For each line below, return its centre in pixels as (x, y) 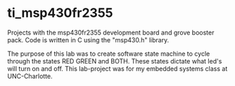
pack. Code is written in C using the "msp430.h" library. (88, 39)
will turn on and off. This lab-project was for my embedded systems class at (118, 68)
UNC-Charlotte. (30, 76)
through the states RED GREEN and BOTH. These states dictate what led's (115, 61)
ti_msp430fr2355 (60, 13)
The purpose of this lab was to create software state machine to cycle (109, 54)
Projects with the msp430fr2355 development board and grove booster (111, 32)
